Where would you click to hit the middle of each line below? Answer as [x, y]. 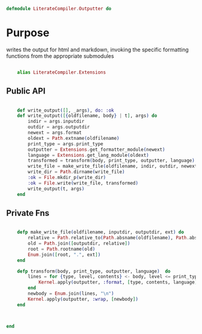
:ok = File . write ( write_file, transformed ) [83, 183]
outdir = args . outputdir [59, 127]
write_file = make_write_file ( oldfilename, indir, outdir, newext [113, 166]
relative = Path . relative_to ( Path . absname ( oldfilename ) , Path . [109, 238]
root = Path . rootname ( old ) [62, 249]
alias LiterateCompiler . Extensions [62, 72]
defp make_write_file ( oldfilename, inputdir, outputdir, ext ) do [101, 232]
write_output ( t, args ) [56, 189]
